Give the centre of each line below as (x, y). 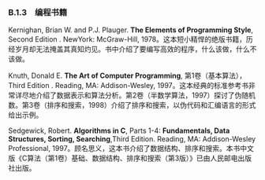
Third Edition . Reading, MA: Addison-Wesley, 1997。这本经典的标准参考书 (129, 86)
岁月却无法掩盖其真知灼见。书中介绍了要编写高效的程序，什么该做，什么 (132, 50)
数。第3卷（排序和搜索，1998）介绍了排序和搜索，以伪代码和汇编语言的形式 (132, 105)
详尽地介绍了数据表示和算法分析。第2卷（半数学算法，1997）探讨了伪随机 (135, 95)
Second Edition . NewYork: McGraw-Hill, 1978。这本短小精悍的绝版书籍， (127, 39)
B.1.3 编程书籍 (38, 12)
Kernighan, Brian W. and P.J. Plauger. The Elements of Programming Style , (131, 30)
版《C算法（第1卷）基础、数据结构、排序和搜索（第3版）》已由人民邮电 (123, 158)
